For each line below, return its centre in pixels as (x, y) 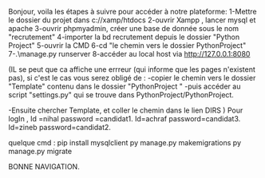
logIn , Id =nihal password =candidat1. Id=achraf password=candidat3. (125, 119)
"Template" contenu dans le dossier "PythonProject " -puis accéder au (125, 86)
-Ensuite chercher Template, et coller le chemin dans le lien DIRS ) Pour (126, 110)
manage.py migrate (40, 151)
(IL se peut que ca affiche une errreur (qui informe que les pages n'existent (132, 69)
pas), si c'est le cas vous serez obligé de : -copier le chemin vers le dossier (132, 78)
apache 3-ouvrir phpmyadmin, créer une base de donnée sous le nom (124, 28)
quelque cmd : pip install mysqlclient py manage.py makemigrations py (125, 142)
